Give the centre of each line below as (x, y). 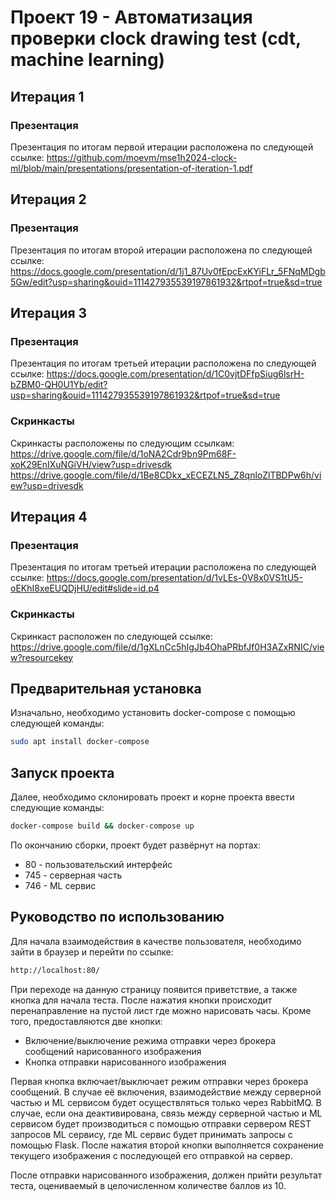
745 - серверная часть (73, 875)
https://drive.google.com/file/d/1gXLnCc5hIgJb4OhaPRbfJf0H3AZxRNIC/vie (167, 647)
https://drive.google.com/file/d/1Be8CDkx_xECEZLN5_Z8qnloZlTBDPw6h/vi (166, 475)
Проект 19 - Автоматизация (131, 17)
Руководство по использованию (117, 917)
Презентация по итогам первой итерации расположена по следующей (162, 147)
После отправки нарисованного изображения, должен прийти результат (166, 1175)
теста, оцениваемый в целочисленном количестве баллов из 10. (148, 1185)
